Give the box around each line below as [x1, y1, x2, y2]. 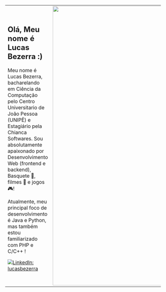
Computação [7, 92, 38, 99]
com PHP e [7, 242, 34, 249]
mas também [7, 223, 38, 230]
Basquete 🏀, [7, 172, 36, 179]
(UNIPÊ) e [7, 117, 31, 124]
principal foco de [7, 205, 47, 212]
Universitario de [7, 104, 44, 111]
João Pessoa [7, 110, 38, 117]
